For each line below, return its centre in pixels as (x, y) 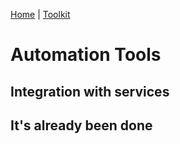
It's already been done (81, 125)
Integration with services (90, 91)
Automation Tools (86, 55)
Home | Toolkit (40, 14)
